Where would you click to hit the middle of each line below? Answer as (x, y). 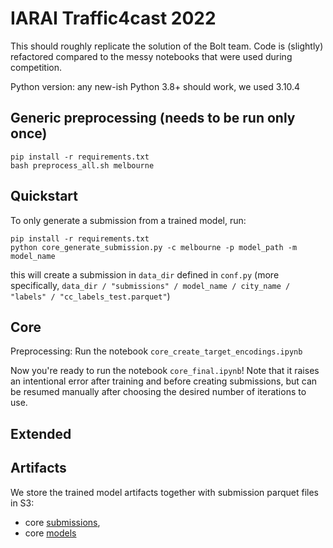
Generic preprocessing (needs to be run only (153, 118)
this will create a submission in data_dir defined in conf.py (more (145, 274)
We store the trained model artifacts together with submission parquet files (164, 492)
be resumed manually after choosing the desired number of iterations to (158, 392)
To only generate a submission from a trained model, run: (128, 220)
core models (50, 533)
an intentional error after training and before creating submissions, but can (164, 381)
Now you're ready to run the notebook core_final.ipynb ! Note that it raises (165, 371)
